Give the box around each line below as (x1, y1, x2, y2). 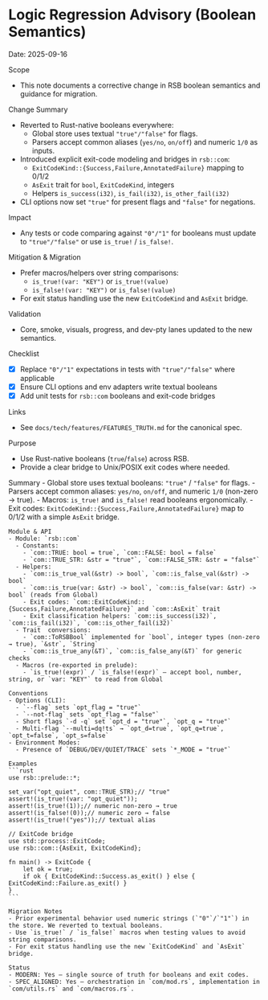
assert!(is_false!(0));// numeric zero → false (8, 809, 171, 818)
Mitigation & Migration (8, 252, 82, 262)
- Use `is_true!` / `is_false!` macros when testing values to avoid (8, 928, 246, 937)
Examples (8, 760, 38, 768)
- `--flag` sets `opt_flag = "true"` (15, 703, 142, 712)
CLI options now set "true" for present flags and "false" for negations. (19, 197, 256, 207)
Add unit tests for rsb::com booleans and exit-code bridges (19, 391, 216, 401)
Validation (8, 309, 42, 318)
